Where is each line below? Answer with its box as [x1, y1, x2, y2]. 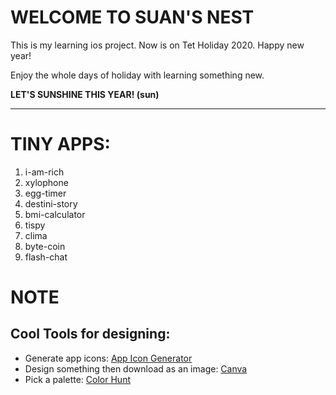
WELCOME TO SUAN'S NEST [10, 6, 255, 29]
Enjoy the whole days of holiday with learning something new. [10, 69, 265, 81]
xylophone [24, 176, 69, 188]
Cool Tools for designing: [10, 326, 171, 343]
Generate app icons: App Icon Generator [24, 352, 193, 364]
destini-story [24, 197, 78, 210]
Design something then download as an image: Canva [24, 362, 248, 375]
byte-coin [24, 240, 66, 252]
